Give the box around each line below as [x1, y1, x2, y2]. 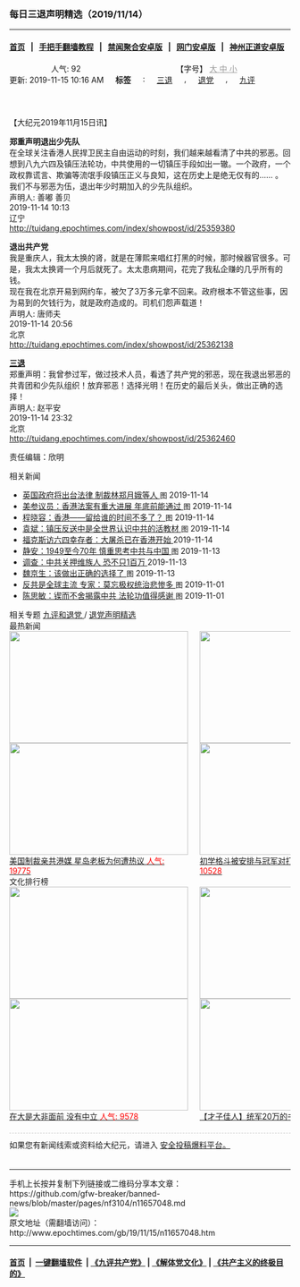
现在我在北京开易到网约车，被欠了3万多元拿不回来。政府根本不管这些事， [9, 286, 280, 296]
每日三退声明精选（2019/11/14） [9, 7, 148, 20]
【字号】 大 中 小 [175, 63, 238, 73]
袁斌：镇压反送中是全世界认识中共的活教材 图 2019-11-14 [21, 523, 230, 533]
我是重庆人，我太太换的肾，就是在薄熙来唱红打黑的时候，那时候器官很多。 [9, 252, 283, 263]
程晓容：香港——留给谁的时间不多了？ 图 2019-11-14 [21, 512, 215, 523]
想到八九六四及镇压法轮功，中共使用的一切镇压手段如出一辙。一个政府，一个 [9, 158, 291, 169]
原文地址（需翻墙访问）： [9, 1217, 100, 1228]
